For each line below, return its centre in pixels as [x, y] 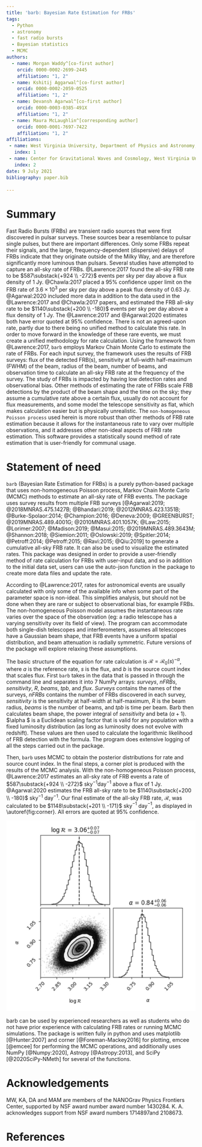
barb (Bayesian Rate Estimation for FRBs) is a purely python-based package [100, 483]
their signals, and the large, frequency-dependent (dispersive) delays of [95, 250]
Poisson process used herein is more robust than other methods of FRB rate [100, 417]
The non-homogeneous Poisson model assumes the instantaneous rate [95, 610]
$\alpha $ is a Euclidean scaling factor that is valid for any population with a [100, 720]
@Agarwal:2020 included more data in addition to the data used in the [93, 296]
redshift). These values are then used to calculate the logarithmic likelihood [99, 733]
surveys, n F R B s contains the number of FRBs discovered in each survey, [96, 695]
